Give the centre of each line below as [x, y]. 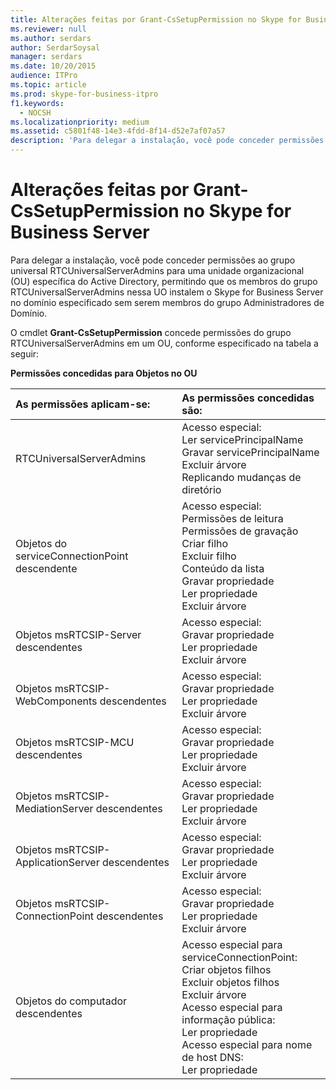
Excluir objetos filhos [230, 982]
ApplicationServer [57, 862]
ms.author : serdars [51, 38]
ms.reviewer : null [48, 29]
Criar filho [205, 543]
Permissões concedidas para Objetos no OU [104, 373]
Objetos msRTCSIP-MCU [75, 742]
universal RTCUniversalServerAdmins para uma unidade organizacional [157, 270]
